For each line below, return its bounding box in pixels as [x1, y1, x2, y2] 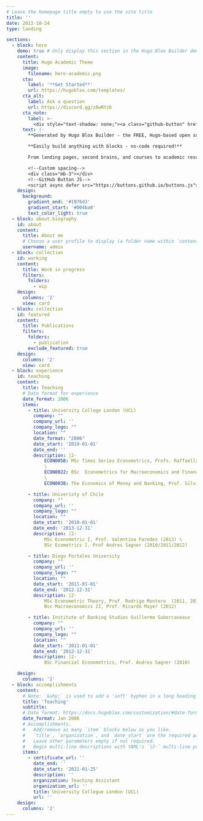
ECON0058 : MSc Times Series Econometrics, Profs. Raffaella [44, 458, 199, 464]
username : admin [22, 244, 63, 250]
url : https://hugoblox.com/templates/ [28, 87, 126, 94]
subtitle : [22, 704, 47, 710]
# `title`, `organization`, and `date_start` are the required [22, 732, 190, 739]
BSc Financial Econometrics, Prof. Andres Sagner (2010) [44, 659, 190, 666]
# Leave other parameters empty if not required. [22, 738, 155, 744]
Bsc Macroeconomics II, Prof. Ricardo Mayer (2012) [44, 604, 177, 610]
